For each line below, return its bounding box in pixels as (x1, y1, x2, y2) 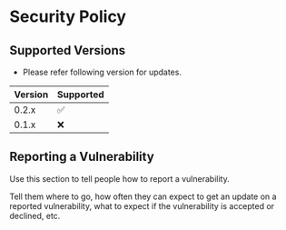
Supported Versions (9, 43, 125, 58)
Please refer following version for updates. (22, 66, 182, 77)
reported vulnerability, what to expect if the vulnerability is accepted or (9, 200, 275, 211)
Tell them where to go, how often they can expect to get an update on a (9, 191, 277, 202)
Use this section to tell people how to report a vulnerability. (9, 173, 230, 184)
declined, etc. (9, 210, 61, 221)
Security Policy (9, 6, 127, 27)
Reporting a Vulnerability (9, 149, 154, 165)
